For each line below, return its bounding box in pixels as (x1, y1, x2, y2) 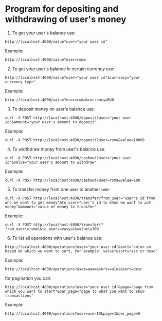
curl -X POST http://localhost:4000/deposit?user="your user (5, 115, 132, 120)
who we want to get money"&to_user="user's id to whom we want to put (5, 200, 151, 205)
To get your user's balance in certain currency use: (12, 66, 115, 72)
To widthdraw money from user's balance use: (12, 146, 106, 152)
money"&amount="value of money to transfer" (5, 204, 97, 209)
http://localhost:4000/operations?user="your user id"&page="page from (5, 284, 153, 289)
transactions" (5, 293, 34, 298)
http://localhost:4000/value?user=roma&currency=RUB (5, 97, 114, 102)
